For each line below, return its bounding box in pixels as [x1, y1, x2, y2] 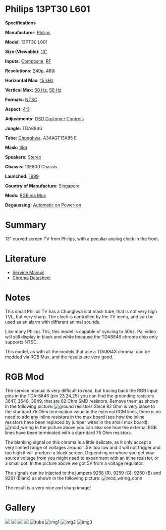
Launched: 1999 [5, 173, 39, 179]
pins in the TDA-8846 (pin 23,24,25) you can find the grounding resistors [5, 392, 155, 399]
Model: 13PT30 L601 [5, 39, 48, 45]
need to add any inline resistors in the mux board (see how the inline [5, 414, 145, 420]
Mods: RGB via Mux [5, 192, 46, 198]
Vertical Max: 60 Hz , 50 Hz [5, 87, 62, 93]
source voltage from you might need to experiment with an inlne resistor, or [5, 455, 159, 461]
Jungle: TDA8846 [5, 125, 42, 131]
